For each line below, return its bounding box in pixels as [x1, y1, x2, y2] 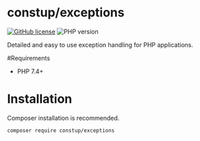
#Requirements [7, 53, 50, 62]
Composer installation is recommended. [7, 114, 120, 122]
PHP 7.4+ [16, 67, 44, 75]
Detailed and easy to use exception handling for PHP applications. [7, 40, 194, 49]
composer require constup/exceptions [7, 127, 115, 134]
